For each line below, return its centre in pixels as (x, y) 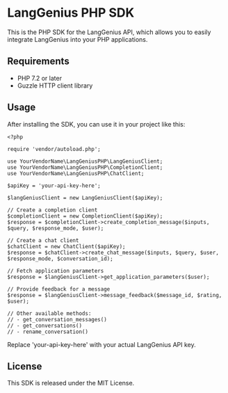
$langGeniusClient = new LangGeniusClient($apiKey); (85, 198)
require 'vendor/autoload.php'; (54, 149)
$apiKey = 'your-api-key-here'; (54, 186)
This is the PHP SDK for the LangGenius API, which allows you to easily (109, 32)
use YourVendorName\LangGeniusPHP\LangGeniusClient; (85, 161)
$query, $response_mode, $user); (56, 228)
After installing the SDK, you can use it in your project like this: (96, 124)
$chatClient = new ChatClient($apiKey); (67, 246)
